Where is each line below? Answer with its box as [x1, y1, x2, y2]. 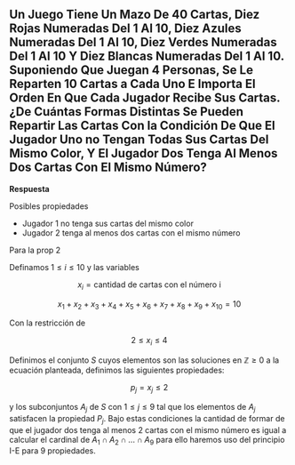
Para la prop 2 [9, 245, 61, 255]
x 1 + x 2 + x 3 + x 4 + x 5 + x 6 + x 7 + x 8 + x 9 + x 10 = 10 [57, 298, 242, 311]
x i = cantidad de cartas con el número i [76, 279, 222, 292]
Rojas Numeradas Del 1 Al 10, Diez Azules [9, 21, 242, 36]
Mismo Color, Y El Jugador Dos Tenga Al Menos [9, 146, 278, 161]
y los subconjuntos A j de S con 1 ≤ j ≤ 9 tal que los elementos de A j [9, 402, 256, 414]
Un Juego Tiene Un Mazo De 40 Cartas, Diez [9, 7, 260, 22]
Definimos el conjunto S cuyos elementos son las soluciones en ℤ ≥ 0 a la [9, 355, 280, 365]
